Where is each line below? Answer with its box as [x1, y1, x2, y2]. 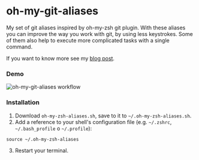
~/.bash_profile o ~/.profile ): [14, 125, 92, 132]
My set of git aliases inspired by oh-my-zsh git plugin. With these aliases [6, 24, 186, 31]
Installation [6, 98, 40, 107]
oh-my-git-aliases [6, 4, 99, 18]
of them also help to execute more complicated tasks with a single [6, 37, 170, 44]
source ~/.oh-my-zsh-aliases [6, 136, 79, 142]
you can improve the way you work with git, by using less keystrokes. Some [6, 30, 193, 37]
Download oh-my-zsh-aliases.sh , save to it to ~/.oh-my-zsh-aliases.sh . [14, 112, 192, 119]
